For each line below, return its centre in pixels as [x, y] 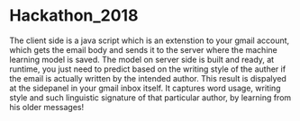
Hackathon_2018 [74, 16]
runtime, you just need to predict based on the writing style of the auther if [148, 69]
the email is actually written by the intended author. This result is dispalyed [148, 78]
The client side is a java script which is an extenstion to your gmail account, [150, 40]
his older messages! [46, 107]
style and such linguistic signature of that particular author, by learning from [150, 97]
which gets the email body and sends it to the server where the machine [143, 49]
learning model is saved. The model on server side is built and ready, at [142, 59]
